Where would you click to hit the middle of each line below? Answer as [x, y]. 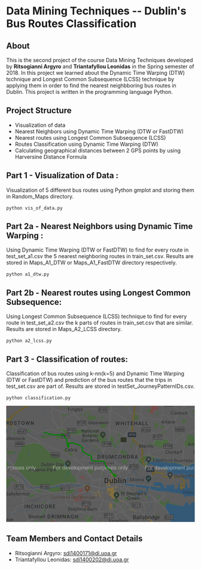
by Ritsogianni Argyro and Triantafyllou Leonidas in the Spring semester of [100, 66]
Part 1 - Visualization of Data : [62, 175]
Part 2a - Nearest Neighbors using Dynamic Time [100, 226]
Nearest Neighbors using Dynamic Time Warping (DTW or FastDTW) [99, 131]
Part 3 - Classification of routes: [67, 359]
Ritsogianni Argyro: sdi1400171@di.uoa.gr [66, 553]
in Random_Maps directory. [40, 196]
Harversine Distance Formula [51, 157]
